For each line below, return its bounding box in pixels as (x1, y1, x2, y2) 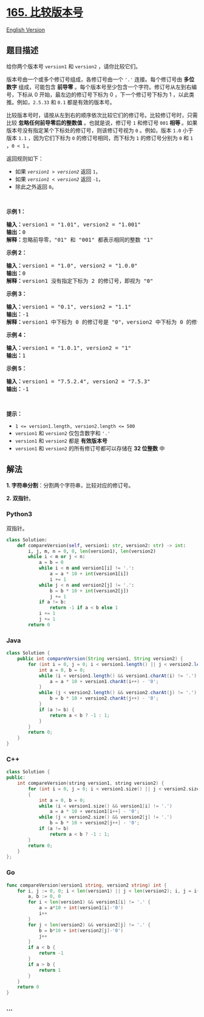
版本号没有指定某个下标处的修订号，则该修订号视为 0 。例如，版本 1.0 (6, 126, 182, 134)
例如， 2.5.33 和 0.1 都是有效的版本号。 (16, 98, 115, 105)
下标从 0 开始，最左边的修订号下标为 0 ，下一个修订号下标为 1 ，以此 (16, 91, 189, 98)
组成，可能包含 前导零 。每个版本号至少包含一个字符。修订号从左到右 (18, 83, 192, 90)
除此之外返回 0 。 (15, 183, 57, 190)
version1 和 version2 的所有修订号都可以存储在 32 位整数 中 (15, 444, 165, 452)
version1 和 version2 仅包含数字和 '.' (15, 429, 110, 436)
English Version (6, 26, 46, 34)
